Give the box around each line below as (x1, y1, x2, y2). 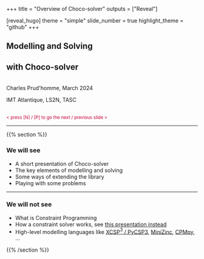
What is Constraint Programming (15, 214, 97, 221)
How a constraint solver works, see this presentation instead (15, 221, 167, 228)
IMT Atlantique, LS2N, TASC (6, 96, 77, 104)
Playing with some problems (15, 179, 86, 186)
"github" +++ (6, 24, 39, 30)
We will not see (6, 200, 52, 209)
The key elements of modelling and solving (15, 166, 123, 174)
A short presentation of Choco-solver (15, 160, 109, 167)
